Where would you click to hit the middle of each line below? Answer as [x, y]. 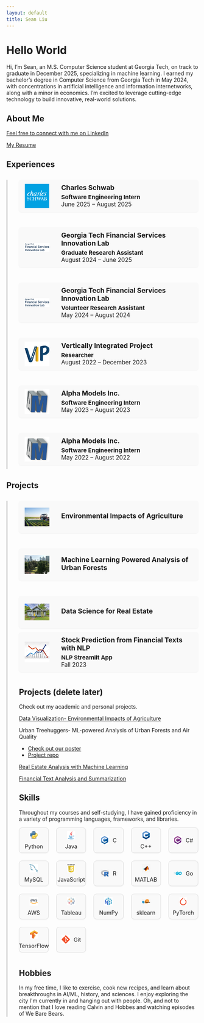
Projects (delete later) [61, 692]
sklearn [146, 912]
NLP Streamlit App [87, 657]
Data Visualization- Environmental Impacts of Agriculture [90, 718]
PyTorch [183, 912]
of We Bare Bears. [42, 1014]
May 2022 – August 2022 [96, 458]
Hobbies [35, 973]
